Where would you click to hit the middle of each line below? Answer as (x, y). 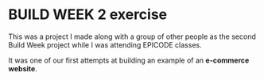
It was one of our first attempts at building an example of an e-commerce (129, 60)
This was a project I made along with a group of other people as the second (132, 36)
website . (23, 68)
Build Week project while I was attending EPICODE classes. (105, 44)
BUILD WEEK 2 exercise (88, 15)
